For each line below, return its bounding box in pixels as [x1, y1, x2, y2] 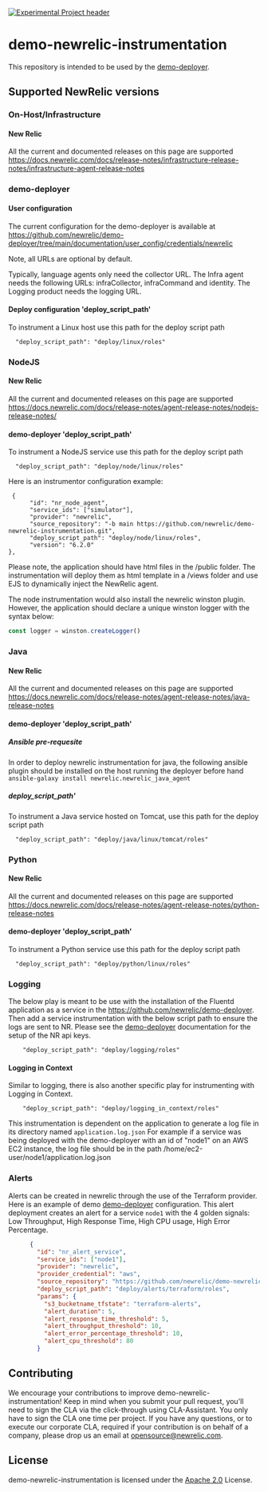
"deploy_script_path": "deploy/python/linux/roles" [15, 960, 191, 968]
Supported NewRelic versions [8, 85, 160, 99]
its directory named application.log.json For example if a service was [8, 1127, 242, 1137]
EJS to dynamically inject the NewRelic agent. [8, 579, 159, 589]
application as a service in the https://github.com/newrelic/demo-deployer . [8, 1005, 254, 1015]
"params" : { [37, 1292, 77, 1300]
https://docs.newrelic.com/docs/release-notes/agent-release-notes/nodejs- [8, 402, 259, 412]
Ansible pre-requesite [8, 737, 83, 747]
